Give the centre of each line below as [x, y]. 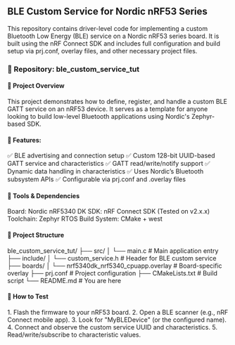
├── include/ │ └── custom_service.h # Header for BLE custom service [112, 258]
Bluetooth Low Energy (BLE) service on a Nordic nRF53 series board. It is [113, 36]
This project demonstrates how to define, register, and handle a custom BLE [117, 101]
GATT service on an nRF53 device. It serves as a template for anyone [108, 109]
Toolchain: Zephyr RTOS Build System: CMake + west [85, 219]
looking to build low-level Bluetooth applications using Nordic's [99, 116]
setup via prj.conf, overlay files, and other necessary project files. [102, 51]
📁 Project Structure [36, 235]
